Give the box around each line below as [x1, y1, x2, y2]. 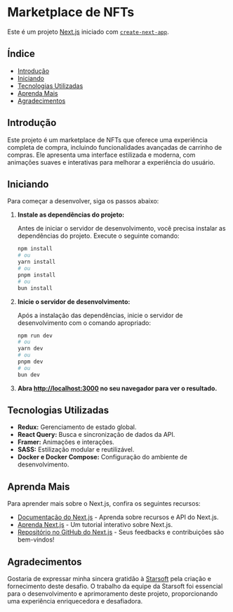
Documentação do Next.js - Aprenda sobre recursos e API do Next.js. [17, 513, 219, 521]
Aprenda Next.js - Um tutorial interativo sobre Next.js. [17, 521, 173, 529]
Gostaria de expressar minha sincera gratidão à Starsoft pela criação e [7, 575, 212, 583]
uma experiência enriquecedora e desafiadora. [7, 597, 143, 606]
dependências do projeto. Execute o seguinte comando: [17, 231, 180, 240]
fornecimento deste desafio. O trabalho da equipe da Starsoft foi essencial [7, 582, 223, 591]
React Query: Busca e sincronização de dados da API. [17, 431, 175, 439]
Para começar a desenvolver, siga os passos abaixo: [7, 197, 159, 205]
